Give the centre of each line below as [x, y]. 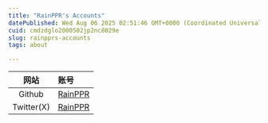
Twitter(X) [31, 107]
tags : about [28, 45]
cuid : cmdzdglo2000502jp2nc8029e [64, 30]
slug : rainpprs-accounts [49, 38]
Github [31, 94]
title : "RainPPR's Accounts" [57, 15]
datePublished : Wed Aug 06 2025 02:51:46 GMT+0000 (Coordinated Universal [135, 23]
